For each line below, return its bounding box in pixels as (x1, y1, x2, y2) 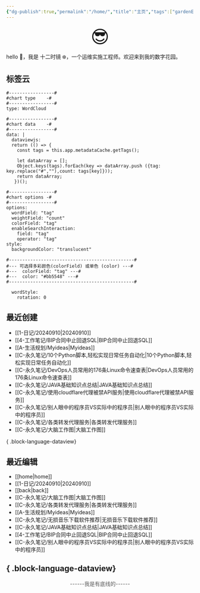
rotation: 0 (17, 294, 46, 301)
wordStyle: (11, 290, 39, 296)
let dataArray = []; (17, 158, 68, 164)
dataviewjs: (11, 137, 42, 143)
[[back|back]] (14, 487, 49, 494)
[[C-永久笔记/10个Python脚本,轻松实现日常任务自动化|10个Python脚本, (14, 352, 187, 359)
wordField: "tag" (11, 210, 55, 216)
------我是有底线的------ (70, 580, 130, 587)
